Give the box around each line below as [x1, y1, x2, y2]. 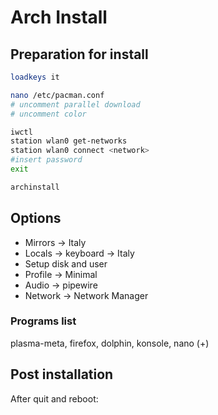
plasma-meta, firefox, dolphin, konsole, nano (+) [10, 337, 210, 349]
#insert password [10, 155, 83, 165]
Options [10, 210, 62, 227]
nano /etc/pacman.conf [10, 90, 105, 100]
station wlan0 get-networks [10, 136, 128, 146]
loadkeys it [10, 72, 60, 82]
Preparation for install [10, 46, 149, 63]
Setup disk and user [24, 257, 108, 270]
